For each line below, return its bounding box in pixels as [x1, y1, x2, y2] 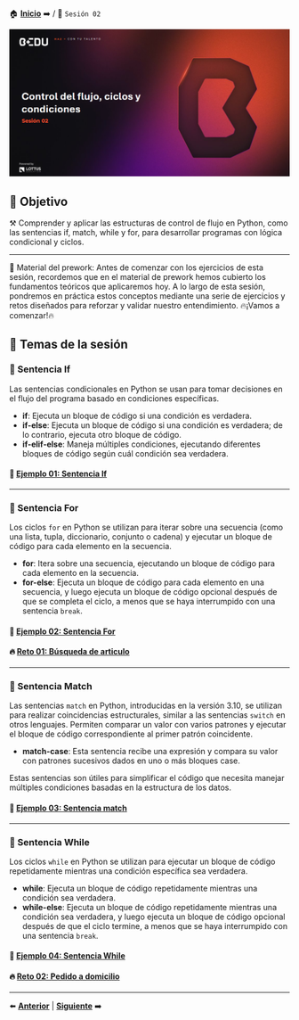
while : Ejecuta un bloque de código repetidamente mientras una [21, 883, 258, 893]
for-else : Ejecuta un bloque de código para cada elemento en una [21, 577, 265, 588]
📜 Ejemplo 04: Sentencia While [9, 950, 126, 961]
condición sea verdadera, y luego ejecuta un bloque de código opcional [21, 911, 286, 922]
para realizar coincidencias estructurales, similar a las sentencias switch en [9, 710, 286, 720]
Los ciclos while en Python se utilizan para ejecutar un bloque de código [9, 856, 276, 867]
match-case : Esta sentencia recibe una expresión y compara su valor [21, 746, 279, 757]
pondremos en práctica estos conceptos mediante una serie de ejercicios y [9, 291, 286, 301]
